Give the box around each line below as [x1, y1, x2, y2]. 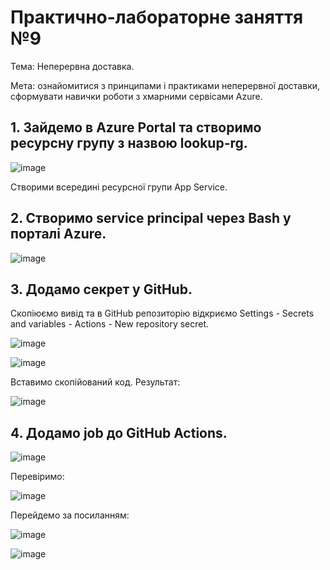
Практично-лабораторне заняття [10, 6, 304, 29]
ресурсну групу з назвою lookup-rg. [10, 135, 248, 152]
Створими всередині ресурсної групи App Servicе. [10, 181, 228, 193]
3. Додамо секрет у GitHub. [10, 281, 193, 298]
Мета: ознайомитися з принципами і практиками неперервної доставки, [10, 79, 321, 91]
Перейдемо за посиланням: [10, 509, 130, 521]
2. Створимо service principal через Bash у [10, 210, 292, 227]
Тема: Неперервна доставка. [10, 60, 135, 72]
